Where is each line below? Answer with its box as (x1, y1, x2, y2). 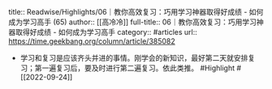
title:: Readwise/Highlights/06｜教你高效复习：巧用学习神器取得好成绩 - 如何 (8, 7, 264, 16)
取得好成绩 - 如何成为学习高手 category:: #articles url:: (15, 28, 197, 36)
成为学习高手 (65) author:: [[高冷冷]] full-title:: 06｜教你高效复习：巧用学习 (8, 17, 257, 27)
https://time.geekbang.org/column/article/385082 (8, 36, 176, 46)
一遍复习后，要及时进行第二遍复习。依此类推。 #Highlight (41, 63, 235, 73)
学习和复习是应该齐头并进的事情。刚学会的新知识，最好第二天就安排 (19, 53, 248, 62)
